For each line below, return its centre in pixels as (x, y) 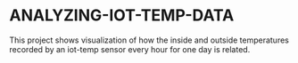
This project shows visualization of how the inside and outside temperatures (149, 40)
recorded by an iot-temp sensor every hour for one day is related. (130, 49)
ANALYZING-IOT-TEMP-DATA (122, 16)
